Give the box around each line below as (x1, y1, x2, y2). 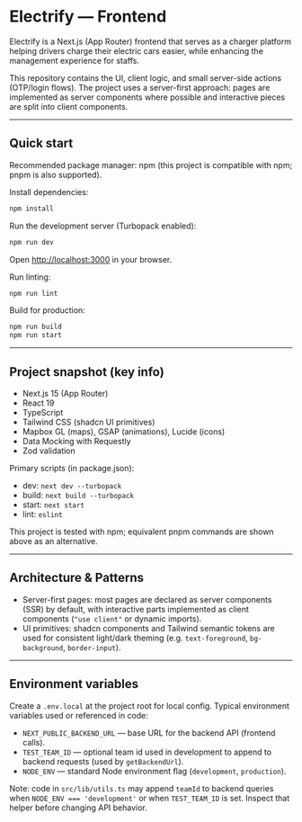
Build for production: (9, 305, 85, 316)
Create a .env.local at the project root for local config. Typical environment (9, 700, 290, 711)
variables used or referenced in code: (9, 710, 148, 720)
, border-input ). (62, 641, 121, 653)
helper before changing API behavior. (9, 802, 148, 813)
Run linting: (9, 272, 51, 282)
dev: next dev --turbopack (22, 479, 122, 491)
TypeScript (22, 407, 64, 417)
